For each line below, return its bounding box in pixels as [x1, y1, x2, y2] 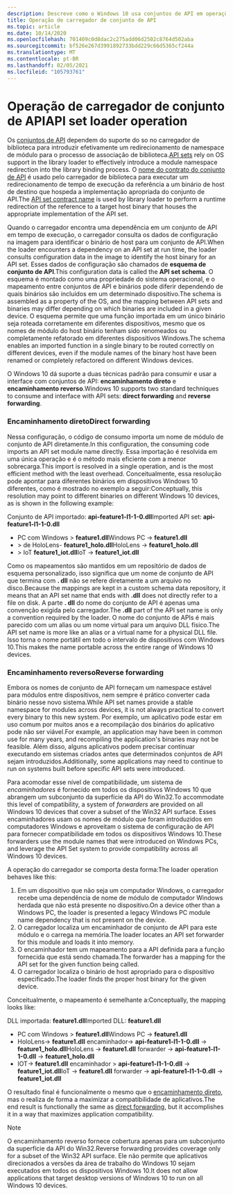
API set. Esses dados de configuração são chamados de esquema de [7, 260, 207, 268]
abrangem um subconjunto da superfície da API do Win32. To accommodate [7, 793, 224, 802]
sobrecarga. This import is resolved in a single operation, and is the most [7, 462, 214, 470]
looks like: [7, 1003, 36, 1011]
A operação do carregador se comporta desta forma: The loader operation [7, 865, 218, 874]
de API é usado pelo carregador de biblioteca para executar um [7, 173, 189, 181]
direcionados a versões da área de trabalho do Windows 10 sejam [7, 1159, 196, 1168]
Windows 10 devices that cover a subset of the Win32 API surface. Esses [7, 808, 216, 816]
